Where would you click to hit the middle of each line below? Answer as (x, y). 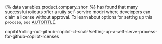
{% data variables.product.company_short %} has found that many (72, 7)
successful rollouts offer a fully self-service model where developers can (78, 12)
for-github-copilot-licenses (32, 36)
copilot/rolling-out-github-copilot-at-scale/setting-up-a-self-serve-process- (81, 31)
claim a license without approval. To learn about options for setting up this (79, 17)
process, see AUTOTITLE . (31, 22)
